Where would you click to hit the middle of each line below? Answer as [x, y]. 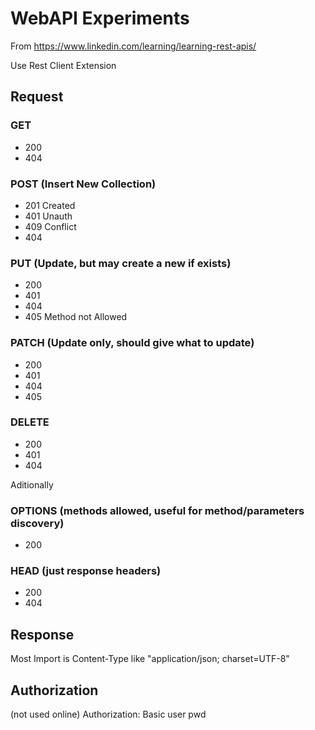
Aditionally [32, 484]
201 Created [50, 205]
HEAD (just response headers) [86, 571]
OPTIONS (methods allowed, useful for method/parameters [157, 510]
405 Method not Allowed [76, 317]
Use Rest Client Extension [63, 65]
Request [37, 97]
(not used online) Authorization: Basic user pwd [108, 714]
